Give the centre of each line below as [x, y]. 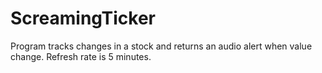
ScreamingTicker [83, 18]
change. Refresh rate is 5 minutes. [81, 56]
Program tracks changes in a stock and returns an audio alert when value [161, 46]
